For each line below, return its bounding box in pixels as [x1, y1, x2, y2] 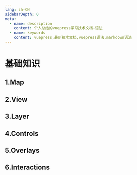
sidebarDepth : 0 [5, 12, 39, 17]
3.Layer [5, 112, 30, 121]
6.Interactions [5, 163, 50, 172]
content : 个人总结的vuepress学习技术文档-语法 [14, 26, 103, 31]
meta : [5, 16, 16, 21]
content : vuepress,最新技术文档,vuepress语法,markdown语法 [14, 35, 132, 40]
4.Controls [5, 129, 39, 138]
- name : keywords [9, 30, 46, 35]
